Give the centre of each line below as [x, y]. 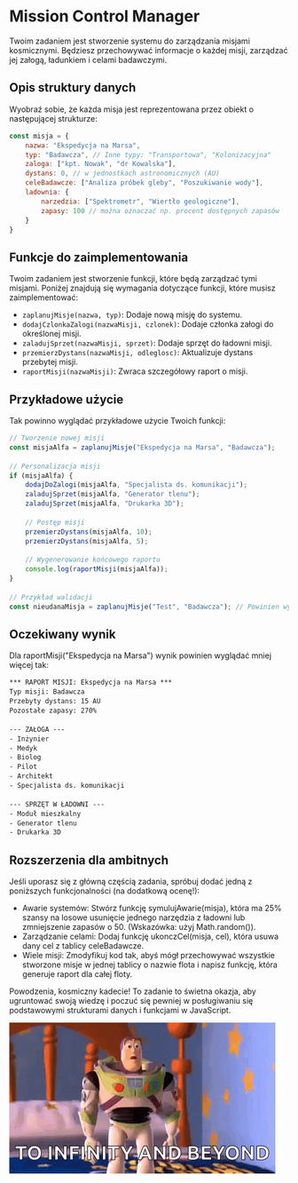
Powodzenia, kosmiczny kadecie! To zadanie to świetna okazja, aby [133, 991]
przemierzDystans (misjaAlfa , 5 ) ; [87, 541]
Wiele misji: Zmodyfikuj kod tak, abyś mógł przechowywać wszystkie [149, 956]
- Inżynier [29, 739]
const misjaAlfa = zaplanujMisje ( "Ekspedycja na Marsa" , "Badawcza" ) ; [142, 447]
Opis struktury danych [73, 87]
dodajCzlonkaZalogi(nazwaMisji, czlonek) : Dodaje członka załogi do [148, 324]
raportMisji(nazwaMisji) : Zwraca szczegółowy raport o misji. [135, 371]
